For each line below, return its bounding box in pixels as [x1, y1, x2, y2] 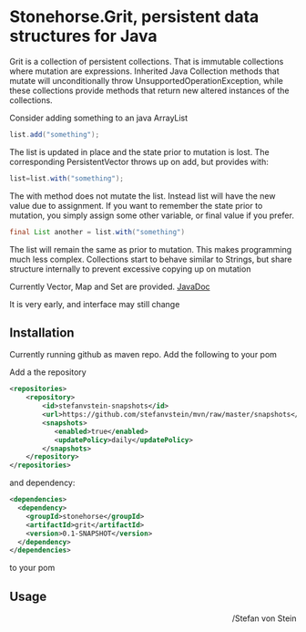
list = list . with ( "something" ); [9, 173, 125, 183]
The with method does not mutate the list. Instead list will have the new [9, 190, 276, 202]
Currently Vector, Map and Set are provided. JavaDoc [9, 281, 211, 292]
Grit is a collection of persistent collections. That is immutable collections [9, 56, 284, 67]
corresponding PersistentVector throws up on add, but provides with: [9, 156, 269, 167]
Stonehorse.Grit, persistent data [9, 6, 260, 27]
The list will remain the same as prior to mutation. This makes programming [9, 243, 292, 254]
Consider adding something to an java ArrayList [9, 112, 189, 123]
